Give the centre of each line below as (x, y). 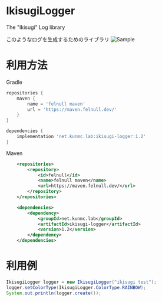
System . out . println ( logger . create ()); (54, 293)
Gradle (14, 82)
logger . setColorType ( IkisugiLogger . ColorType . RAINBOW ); (76, 287)
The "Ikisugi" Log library (36, 27)
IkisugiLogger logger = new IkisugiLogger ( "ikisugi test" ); (82, 282)
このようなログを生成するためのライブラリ (58, 39)
